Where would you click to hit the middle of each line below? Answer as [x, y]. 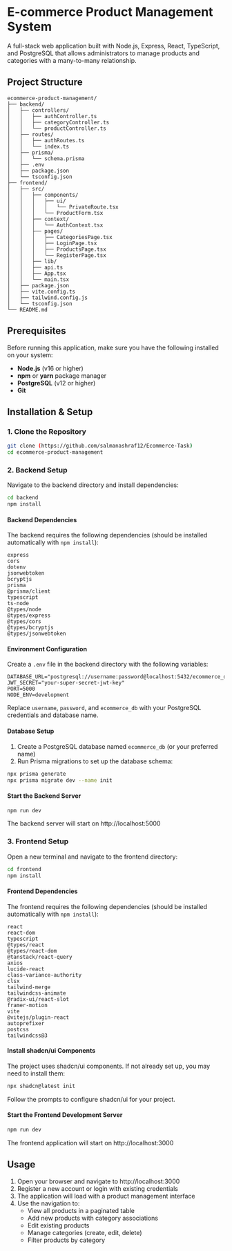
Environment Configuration [47, 649]
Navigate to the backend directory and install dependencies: [93, 485]
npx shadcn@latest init [41, 1086]
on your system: [30, 355]
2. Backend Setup [37, 470]
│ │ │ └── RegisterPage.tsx [57, 255]
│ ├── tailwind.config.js [48, 298]
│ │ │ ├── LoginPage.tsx [52, 243]
